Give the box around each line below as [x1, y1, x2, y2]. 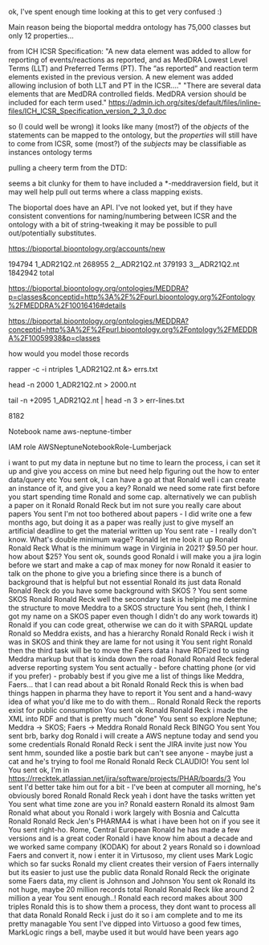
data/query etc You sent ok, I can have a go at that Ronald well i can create [8, 475, 256, 485]
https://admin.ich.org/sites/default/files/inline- [108, 98, 261, 107]
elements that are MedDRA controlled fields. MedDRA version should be [8, 89, 247, 99]
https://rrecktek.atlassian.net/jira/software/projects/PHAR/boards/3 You [8, 774, 247, 783]
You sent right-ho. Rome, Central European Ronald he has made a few [8, 825, 240, 834]
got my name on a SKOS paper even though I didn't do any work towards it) [8, 612, 259, 621]
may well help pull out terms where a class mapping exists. [8, 187, 203, 196]
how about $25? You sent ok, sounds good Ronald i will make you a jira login [8, 552, 262, 561]
